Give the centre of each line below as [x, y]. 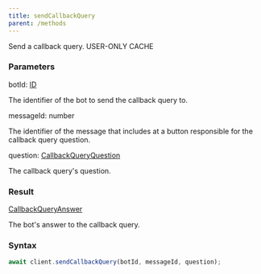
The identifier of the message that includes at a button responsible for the [131, 131]
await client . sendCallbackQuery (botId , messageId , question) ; [115, 262]
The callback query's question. [60, 170]
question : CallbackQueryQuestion [64, 155]
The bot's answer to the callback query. [75, 225]
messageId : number [41, 115]
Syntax [23, 246]
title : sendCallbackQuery [52, 16]
